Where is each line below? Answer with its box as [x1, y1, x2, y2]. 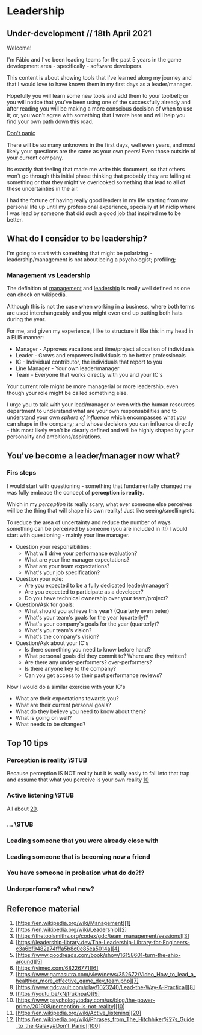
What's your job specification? [24, 569, 100, 576]
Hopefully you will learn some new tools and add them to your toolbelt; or [7, 92, 189, 99]
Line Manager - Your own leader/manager [15, 365, 120, 372]
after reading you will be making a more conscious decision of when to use [7, 105, 193, 112]
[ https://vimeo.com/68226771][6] [15, 964, 99, 972]
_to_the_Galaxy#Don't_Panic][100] [15, 1022, 100, 1030]
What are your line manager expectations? [24, 556, 130, 563]
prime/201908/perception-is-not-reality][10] [15, 1003, 125, 1010]
